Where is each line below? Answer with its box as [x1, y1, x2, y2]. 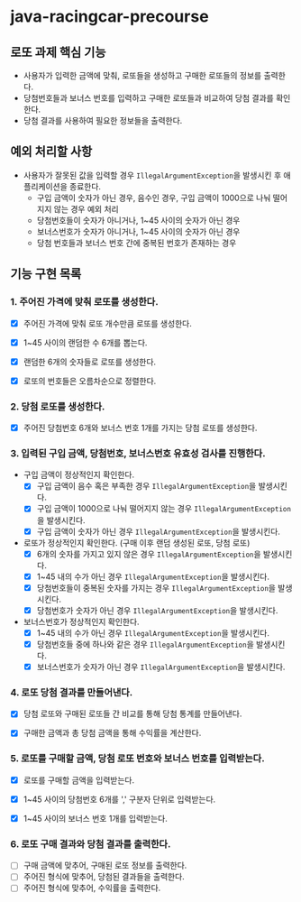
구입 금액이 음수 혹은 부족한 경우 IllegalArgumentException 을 [36, 481, 257, 492]
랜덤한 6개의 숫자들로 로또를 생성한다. [23, 356, 157, 367]
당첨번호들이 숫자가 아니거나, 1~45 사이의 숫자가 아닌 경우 [36, 215, 241, 225]
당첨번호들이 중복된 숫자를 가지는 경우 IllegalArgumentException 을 [36, 582, 276, 593]
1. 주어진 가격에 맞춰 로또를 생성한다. [10, 296, 159, 308]
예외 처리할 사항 [10, 144, 93, 160]
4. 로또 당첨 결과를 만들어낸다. [10, 686, 133, 698]
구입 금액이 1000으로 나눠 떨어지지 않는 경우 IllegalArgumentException [36, 503, 292, 514]
